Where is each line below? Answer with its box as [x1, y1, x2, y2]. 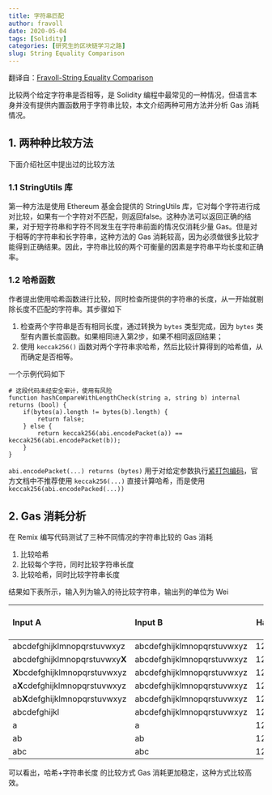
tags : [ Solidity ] [8, 34, 67, 43]
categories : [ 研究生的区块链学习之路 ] [8, 42, 126, 50]
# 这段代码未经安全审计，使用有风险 [8, 387, 113, 395]
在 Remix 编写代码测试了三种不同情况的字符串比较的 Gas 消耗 [8, 532, 213, 542]
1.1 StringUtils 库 [8, 182, 73, 193]
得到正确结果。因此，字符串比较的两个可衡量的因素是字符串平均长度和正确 [15, 242, 264, 252]
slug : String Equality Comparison [8, 49, 125, 58]
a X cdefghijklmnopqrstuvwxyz [12, 680, 127, 691]
